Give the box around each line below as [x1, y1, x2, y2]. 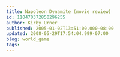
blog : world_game [6, 36, 50, 42]
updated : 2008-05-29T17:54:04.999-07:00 [6, 31, 109, 37]
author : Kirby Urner [6, 20, 58, 26]
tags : [6, 42, 20, 48]
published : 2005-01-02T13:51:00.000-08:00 [6, 25, 114, 31]
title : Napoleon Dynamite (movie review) [6, 8, 112, 15]
